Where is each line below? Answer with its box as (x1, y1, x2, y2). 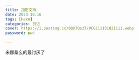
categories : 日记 (5, 21, 40, 26)
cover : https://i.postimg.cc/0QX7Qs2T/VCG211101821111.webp (5, 26, 134, 31)
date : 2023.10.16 (5, 12, 42, 17)
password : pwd (5, 30, 35, 35)
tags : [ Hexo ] (5, 16, 33, 21)
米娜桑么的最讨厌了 (5, 49, 45, 55)
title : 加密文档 (5, 7, 36, 12)
